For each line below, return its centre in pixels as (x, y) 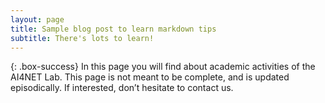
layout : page (37, 19)
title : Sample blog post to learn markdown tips (113, 29)
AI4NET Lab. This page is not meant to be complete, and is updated (150, 77)
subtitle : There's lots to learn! (82, 38)
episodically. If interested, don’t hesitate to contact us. (122, 88)
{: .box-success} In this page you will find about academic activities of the (163, 67)
